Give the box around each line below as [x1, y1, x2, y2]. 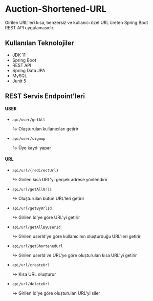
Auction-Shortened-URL [5, 3, 107, 15]
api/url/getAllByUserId [12, 225, 61, 230]
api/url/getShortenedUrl [12, 243, 63, 249]
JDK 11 [12, 52, 26, 58]
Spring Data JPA [12, 67, 45, 73]
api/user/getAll [12, 117, 45, 123]
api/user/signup [12, 136, 45, 141]
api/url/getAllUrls [12, 187, 52, 192]
